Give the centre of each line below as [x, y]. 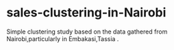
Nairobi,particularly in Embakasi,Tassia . [63, 38]
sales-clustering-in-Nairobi [86, 13]
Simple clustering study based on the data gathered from [87, 32]
